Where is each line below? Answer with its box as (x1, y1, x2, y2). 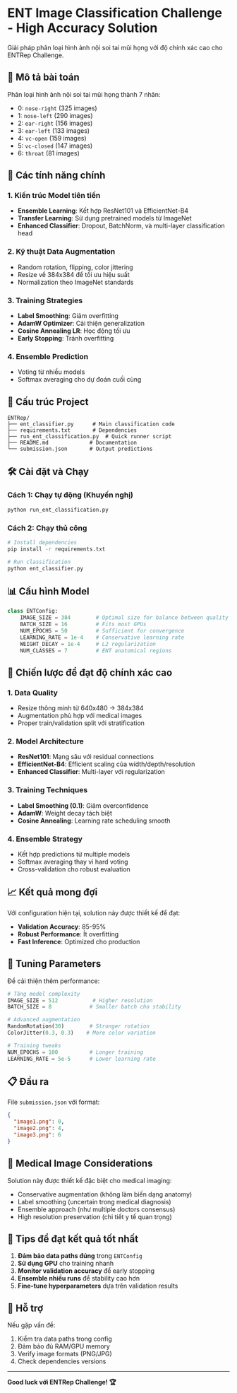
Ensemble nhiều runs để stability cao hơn (17, 1274, 140, 1283)
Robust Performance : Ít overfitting (17, 929, 119, 938)
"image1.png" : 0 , (13, 1118, 65, 1125)
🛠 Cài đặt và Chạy (7, 465, 90, 478)
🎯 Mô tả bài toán (7, 71, 80, 83)
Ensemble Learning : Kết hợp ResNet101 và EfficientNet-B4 (17, 206, 189, 215)
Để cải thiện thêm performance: (7, 977, 100, 985)
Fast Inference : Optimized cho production (17, 937, 140, 946)
